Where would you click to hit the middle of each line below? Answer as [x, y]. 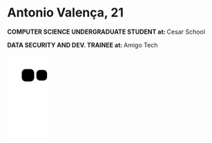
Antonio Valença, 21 [66, 13]
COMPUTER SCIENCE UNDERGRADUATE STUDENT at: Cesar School [106, 32]
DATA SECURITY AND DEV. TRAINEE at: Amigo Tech [83, 45]
